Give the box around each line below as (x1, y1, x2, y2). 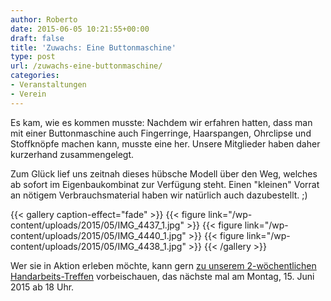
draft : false (10, 33, 65, 43)
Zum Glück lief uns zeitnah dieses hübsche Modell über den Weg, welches (10, 167, 318, 180)
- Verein (10, 89, 47, 99)
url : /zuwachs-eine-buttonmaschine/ (10, 61, 163, 71)
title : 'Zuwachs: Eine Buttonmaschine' (10, 42, 177, 53)
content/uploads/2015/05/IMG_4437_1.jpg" (10, 219, 185, 231)
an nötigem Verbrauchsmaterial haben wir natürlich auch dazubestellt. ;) (10, 189, 308, 201)
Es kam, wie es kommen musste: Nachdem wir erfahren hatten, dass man (10, 116, 313, 128)
